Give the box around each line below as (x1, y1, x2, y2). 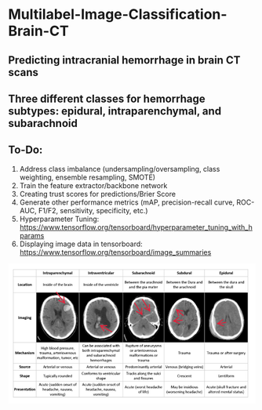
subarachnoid (8, 116, 78, 130)
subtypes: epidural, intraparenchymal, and (8, 104, 222, 118)
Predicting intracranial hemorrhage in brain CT (8, 53, 241, 67)
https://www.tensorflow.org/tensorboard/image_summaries (19, 247, 212, 256)
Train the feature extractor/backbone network (19, 180, 168, 190)
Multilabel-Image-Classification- (8, 5, 227, 24)
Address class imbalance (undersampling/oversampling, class (19, 164, 220, 173)
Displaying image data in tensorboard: (19, 239, 143, 249)
